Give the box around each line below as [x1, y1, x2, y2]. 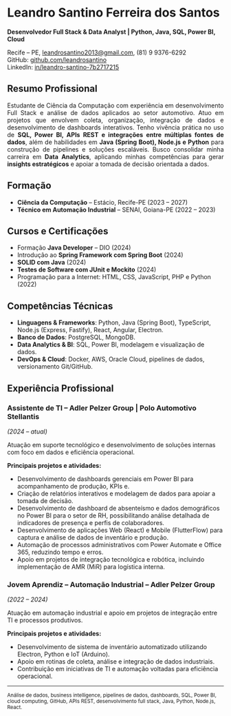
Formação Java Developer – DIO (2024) [16, 243, 131, 252]
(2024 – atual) [7, 427, 48, 436]
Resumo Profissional [7, 83, 98, 94]
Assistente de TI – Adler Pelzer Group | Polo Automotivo [7, 403, 197, 413]
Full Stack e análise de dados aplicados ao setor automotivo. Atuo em [7, 108, 224, 116]
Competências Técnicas [7, 300, 113, 311]
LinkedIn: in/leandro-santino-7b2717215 [7, 63, 120, 71]
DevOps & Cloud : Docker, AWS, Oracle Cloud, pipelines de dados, [16, 355, 205, 363]
